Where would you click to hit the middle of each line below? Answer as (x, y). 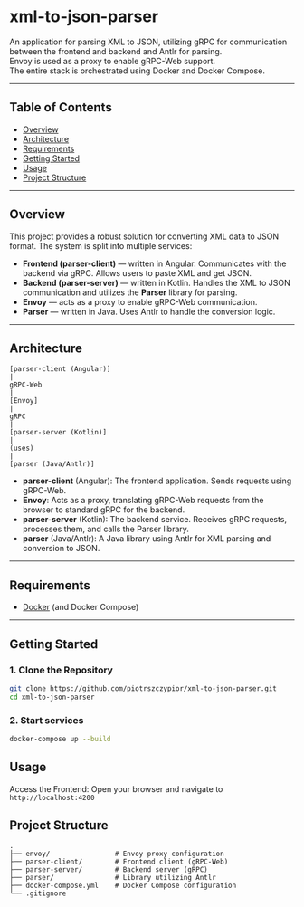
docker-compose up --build (60, 739)
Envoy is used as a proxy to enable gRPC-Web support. (112, 61)
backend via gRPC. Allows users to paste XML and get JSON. (137, 272)
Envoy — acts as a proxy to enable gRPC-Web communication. (140, 301)
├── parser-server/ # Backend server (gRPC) (109, 870)
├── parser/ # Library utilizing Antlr (113, 878)
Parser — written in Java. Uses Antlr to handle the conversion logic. (149, 311)
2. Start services (47, 720)
